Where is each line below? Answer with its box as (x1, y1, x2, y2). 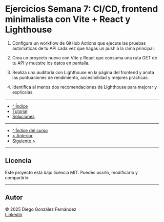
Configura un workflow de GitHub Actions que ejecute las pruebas (12, 40, 146, 46)
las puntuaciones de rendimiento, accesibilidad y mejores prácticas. (12, 74, 149, 80)
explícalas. (12, 89, 34, 95)
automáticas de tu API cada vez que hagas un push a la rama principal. (12, 45, 155, 51)
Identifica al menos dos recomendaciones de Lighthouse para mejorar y (12, 84, 157, 90)
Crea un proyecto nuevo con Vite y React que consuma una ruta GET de (12, 55, 158, 60)
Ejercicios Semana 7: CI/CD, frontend (5, 3, 158, 15)
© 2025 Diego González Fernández (5, 206, 77, 212)
